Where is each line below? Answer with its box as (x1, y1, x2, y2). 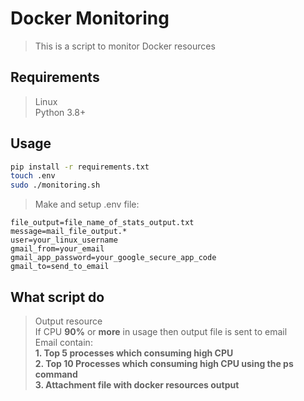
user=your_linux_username (10, 235, 118, 246)
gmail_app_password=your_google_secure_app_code (10, 253, 217, 263)
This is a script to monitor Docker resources (34, 40, 216, 52)
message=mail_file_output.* (10, 227, 128, 237)
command (34, 368, 78, 380)
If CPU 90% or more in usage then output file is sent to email (34, 326, 288, 337)
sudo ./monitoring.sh (10, 180, 101, 191)
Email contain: (34, 337, 93, 348)
